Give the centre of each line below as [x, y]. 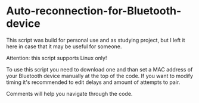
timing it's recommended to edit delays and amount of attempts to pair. [93, 82]
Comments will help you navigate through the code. [69, 93]
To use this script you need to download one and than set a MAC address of [99, 69]
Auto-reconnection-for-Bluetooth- [94, 11]
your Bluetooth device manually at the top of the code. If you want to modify [100, 76]
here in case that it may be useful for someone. [64, 46]
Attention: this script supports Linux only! [57, 58]
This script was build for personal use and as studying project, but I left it [96, 40]
